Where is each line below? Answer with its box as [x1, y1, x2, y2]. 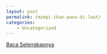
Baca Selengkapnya [6, 41, 55, 48]
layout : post [6, 8, 38, 15]
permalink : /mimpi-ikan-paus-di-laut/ [6, 14, 101, 20]
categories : [6, 19, 35, 25]
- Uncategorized [16, 25, 57, 31]
